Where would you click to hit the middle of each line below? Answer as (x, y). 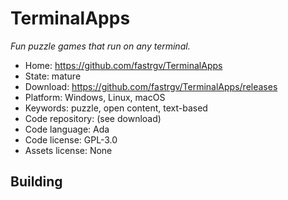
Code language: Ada (67, 129)
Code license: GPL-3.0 (71, 139)
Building (36, 182)
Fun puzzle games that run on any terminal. (100, 46)
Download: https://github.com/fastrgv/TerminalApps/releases (151, 86)
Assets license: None (68, 150)
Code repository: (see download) (93, 118)
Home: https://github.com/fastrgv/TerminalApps (123, 65)
